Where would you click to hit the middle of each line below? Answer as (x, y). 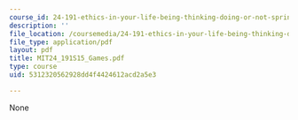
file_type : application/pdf (61, 42)
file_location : (37, 34)
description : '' (39, 26)
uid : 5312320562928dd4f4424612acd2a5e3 (83, 75)
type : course (33, 67)
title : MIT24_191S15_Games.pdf (67, 58)
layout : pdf (31, 50)
